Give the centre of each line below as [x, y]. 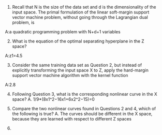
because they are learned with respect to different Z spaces [72, 119]
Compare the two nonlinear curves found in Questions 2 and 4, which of [84, 109]
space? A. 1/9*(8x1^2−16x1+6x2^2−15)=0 [53, 99]
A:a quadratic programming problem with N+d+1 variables [63, 32]
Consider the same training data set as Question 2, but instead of [77, 65]
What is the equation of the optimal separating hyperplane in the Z [78, 41]
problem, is [23, 22]
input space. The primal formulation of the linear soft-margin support [81, 12]
